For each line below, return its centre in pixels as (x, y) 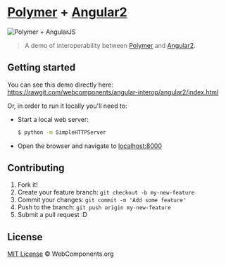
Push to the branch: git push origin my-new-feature (94, 207)
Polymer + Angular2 (68, 12)
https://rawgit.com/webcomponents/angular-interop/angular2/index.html (113, 92)
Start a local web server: (53, 119)
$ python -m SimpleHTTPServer (62, 132)
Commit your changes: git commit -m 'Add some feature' (102, 200)
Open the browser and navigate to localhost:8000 (89, 146)
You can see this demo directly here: (61, 85)
